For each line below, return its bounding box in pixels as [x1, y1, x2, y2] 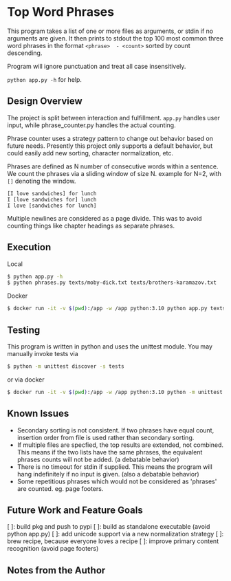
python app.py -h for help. [7, 75, 82, 83]
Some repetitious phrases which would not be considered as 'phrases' [16, 477, 217, 485]
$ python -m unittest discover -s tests [7, 363, 125, 370]
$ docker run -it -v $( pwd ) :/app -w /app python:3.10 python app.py [7, 305, 208, 312]
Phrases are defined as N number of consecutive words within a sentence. [7, 162, 219, 171]
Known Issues [7, 408, 69, 419]
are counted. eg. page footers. [16, 484, 104, 492]
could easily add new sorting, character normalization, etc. [7, 149, 174, 157]
